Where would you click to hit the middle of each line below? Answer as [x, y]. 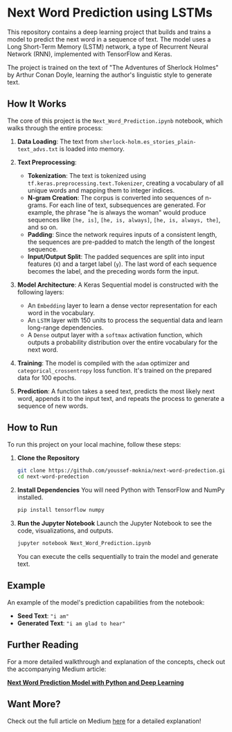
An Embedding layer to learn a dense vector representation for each [122, 305]
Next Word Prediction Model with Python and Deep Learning [96, 682]
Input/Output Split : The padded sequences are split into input [116, 256]
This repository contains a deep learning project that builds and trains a [109, 32]
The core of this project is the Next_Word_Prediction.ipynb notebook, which [115, 120]
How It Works [37, 104]
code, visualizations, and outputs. [65, 530]
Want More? [34, 704]
